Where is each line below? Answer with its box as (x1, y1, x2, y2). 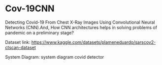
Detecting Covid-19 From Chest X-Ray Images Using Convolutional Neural (5, 19, 155, 25)
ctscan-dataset (5, 44, 36, 50)
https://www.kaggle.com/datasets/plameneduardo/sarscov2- (31, 39, 156, 45)
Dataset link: (5, 39, 31, 45)
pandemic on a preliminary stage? (5, 30, 74, 35)
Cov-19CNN (5, 3, 55, 14)
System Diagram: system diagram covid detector (5, 54, 104, 60)
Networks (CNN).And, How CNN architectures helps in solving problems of (5, 24, 158, 30)
